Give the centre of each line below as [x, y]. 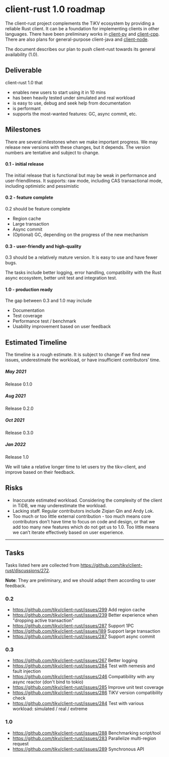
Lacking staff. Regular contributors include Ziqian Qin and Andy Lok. [83, 511]
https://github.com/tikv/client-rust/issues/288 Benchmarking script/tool [87, 733]
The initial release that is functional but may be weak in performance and [81, 175]
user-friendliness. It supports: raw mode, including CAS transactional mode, [84, 181]
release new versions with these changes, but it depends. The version [78, 147]
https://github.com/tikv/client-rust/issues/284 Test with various [78, 704]
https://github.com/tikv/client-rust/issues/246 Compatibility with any [83, 677]
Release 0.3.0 [19, 433]
